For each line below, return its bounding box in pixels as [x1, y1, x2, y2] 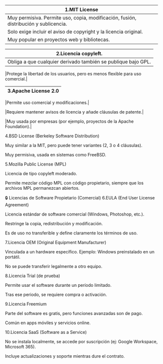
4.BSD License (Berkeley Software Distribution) [5, 133, 99, 139]
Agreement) [5, 202, 29, 208]
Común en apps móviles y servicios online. [5, 320, 91, 326]
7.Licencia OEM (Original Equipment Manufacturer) [5, 240, 107, 245]
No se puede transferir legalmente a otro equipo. [5, 264, 103, 269]
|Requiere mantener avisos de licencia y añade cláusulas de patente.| [5, 109, 144, 115]
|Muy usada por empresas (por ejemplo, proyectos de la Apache [5, 118, 134, 124]
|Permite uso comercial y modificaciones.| [5, 99, 90, 105]
